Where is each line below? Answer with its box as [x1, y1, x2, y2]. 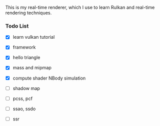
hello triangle [12, 55, 40, 61]
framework [12, 44, 36, 51]
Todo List [5, 22, 29, 30]
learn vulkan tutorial [12, 34, 55, 40]
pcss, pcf [12, 95, 33, 102]
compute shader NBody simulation [12, 75, 86, 81]
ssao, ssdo [12, 106, 36, 112]
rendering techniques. [5, 10, 52, 16]
